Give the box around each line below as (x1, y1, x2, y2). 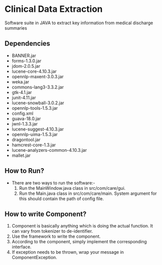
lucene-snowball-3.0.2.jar (11, 100, 65, 106)
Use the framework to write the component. (11, 233, 101, 239)
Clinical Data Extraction (4, 3, 103, 15)
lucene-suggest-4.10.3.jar (11, 126, 64, 132)
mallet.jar (11, 152, 31, 158)
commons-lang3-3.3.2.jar (11, 84, 64, 90)
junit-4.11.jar (11, 94, 36, 100)
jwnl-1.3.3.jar (11, 121, 38, 127)
